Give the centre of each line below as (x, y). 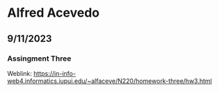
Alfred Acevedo (54, 13)
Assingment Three (39, 59)
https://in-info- (55, 73)
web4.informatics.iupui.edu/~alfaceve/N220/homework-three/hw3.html (109, 81)
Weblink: (20, 73)
